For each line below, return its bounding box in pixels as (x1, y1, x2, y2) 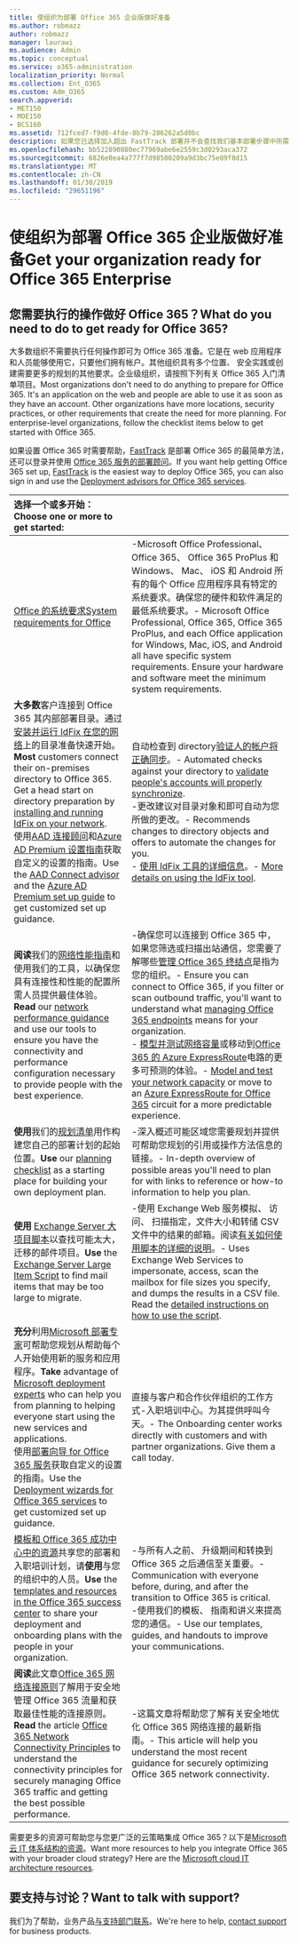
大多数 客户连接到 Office (13, 699, 114, 711)
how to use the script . (131, 1310, 222, 1321)
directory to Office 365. (13, 773, 113, 785)
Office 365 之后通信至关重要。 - (131, 1558, 265, 1569)
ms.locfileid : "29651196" (9, 187, 105, 195)
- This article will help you (149, 1734, 259, 1746)
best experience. (13, 1089, 84, 1102)
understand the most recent (131, 1746, 248, 1758)
